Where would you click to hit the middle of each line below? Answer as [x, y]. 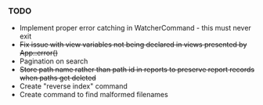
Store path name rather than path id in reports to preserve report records [137, 70]
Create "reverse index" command [73, 86]
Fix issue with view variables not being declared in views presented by [133, 45]
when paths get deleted [58, 78]
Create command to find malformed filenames [94, 95]
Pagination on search [54, 61]
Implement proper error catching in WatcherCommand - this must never [135, 28]
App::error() [39, 53]
